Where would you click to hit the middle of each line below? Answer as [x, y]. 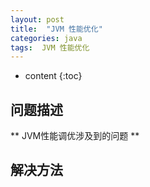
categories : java [46, 38]
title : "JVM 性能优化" [56, 29]
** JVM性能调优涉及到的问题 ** [75, 136]
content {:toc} [53, 76]
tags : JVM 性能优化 [50, 47]
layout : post [37, 19]
